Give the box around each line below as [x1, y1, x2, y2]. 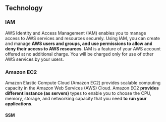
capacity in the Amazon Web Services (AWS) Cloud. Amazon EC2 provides [5, 85, 159, 91]
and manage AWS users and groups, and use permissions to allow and [5, 41, 153, 46]
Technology [5, 4, 43, 12]
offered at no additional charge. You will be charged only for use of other [5, 51, 154, 57]
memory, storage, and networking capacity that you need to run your [5, 95, 147, 101]
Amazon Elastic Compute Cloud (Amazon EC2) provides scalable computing [5, 80, 161, 85]
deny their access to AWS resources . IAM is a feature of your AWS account [5, 45, 161, 51]
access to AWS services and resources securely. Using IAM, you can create [5, 35, 160, 41]
